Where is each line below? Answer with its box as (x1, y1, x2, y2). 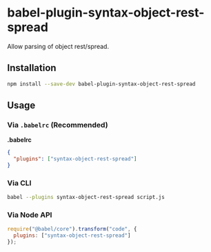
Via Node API (7, 210, 52, 220)
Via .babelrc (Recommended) (7, 120, 108, 129)
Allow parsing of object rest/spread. (7, 42, 109, 50)
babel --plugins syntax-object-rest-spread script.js (7, 194, 165, 201)
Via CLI (7, 178, 32, 187)
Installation (7, 62, 57, 74)
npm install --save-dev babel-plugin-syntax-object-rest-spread (7, 81, 196, 87)
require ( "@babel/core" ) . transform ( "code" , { (7, 226, 137, 233)
